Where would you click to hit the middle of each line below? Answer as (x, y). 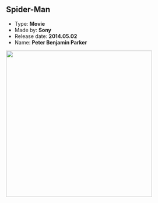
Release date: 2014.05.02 (46, 36)
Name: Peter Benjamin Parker (51, 42)
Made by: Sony (33, 30)
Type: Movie (30, 23)
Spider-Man (28, 10)
